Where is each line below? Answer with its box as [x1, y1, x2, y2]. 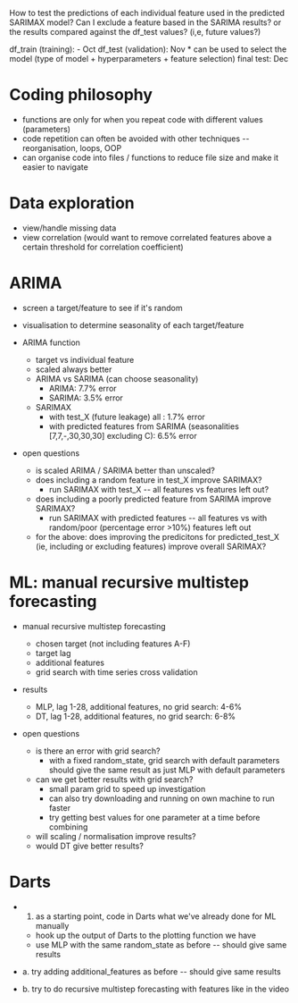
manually [35, 920, 70, 931]
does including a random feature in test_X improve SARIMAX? [35, 474, 262, 485]
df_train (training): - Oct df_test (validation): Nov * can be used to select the [9, 44, 287, 55]
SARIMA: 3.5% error [48, 392, 123, 403]
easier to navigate [21, 161, 89, 173]
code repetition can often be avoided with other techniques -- [21, 133, 250, 144]
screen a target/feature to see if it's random [21, 302, 183, 313]
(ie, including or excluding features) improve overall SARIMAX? [35, 541, 267, 552]
